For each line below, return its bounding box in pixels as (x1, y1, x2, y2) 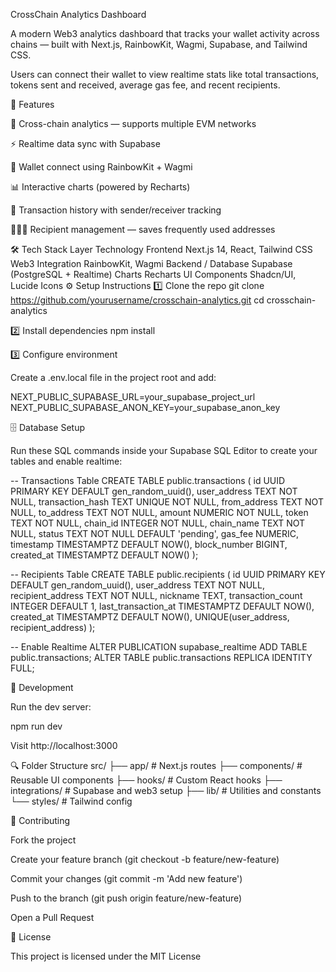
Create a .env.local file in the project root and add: (10, 372, 217, 383)
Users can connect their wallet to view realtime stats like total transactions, (10, 69, 320, 80)
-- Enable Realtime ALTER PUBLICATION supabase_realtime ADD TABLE (10, 641, 308, 653)
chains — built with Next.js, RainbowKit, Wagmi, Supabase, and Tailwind (10, 39, 308, 50)
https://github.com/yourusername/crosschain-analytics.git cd (10, 294, 265, 306)
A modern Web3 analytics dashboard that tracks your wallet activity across (10, 28, 320, 39)
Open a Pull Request (10, 912, 95, 923)
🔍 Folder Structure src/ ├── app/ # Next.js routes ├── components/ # (10, 760, 303, 771)
